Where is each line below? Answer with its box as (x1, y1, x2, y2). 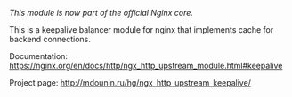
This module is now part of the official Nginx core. (9, 8, 194, 18)
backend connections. (9, 34, 92, 44)
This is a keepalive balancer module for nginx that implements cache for (9, 25, 274, 34)
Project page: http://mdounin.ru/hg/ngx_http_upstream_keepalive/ (9, 78, 252, 87)
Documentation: (9, 51, 69, 61)
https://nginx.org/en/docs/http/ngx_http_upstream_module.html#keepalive (9, 61, 283, 71)
